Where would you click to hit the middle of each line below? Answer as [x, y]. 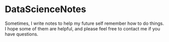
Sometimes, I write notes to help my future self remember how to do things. [84, 23]
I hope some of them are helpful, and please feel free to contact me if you [82, 28]
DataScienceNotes [46, 9]
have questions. [22, 34]
